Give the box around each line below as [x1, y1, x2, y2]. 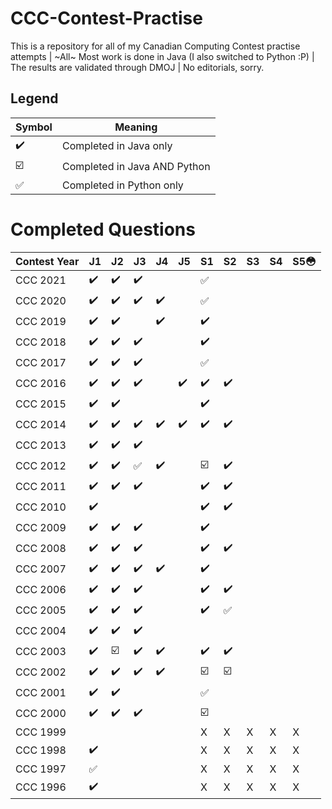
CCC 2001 [15, 686, 67, 700]
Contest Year [15, 254, 80, 268]
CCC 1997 [15, 762, 67, 776]
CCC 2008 [15, 542, 67, 556]
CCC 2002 [15, 665, 67, 679]
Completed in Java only [61, 139, 173, 153]
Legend [10, 90, 59, 107]
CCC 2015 [15, 397, 67, 411]
